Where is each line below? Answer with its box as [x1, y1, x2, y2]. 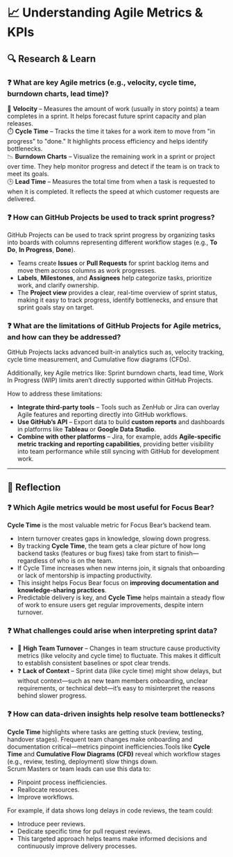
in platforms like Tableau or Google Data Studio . [17, 425, 157, 434]
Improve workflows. [17, 792, 74, 801]
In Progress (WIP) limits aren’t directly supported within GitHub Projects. [7, 376, 214, 384]
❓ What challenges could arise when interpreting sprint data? [7, 626, 218, 636]
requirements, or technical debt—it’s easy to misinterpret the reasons [17, 684, 215, 693]
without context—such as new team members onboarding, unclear [17, 677, 208, 685]
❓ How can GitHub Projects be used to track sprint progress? [7, 212, 215, 222]
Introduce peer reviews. [17, 820, 85, 828]
